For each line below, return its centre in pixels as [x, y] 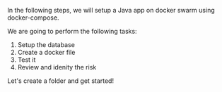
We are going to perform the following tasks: [72, 31]
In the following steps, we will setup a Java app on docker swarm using [111, 10]
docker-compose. [33, 18]
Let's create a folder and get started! [61, 81]
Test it [27, 60]
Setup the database [46, 45]
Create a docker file [46, 52]
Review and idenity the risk [57, 67]
